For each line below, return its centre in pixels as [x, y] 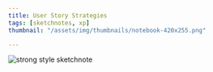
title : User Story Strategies [58, 15]
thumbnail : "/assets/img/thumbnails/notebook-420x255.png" [107, 30]
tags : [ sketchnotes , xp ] [49, 23]
